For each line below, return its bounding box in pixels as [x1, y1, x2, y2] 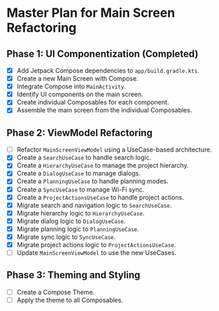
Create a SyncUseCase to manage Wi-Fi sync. [16, 185, 145, 194]
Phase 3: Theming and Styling [6, 269, 141, 282]
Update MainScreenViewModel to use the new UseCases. [16, 249, 176, 257]
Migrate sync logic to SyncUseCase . [16, 232, 116, 241]
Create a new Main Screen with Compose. [16, 74, 139, 83]
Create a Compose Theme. [16, 288, 95, 296]
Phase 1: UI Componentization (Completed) [6, 48, 199, 60]
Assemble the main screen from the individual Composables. [16, 106, 192, 114]
